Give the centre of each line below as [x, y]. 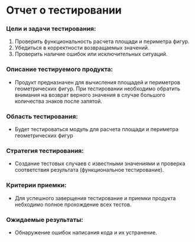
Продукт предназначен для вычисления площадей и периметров [97, 82]
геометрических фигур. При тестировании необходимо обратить [97, 89]
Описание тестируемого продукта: [60, 70]
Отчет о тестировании [64, 10]
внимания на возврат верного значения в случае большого [90, 94]
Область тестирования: [42, 116]
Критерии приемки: [36, 185]
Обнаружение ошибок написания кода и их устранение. [86, 232]
